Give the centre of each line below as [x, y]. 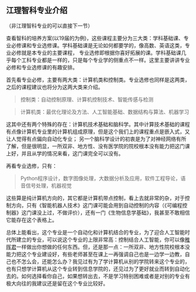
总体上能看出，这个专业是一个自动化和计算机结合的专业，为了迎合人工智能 [95, 232]
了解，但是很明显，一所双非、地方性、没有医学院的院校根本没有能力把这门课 [98, 146]
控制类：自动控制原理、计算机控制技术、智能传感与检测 [87, 99]
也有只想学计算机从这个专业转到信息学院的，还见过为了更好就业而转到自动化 [98, 269]
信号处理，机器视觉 [48, 185]
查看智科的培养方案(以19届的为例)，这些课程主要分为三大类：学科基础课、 [95, 38]
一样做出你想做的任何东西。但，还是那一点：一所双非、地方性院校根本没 [103, 246]
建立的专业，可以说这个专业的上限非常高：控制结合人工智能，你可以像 [100, 239]
